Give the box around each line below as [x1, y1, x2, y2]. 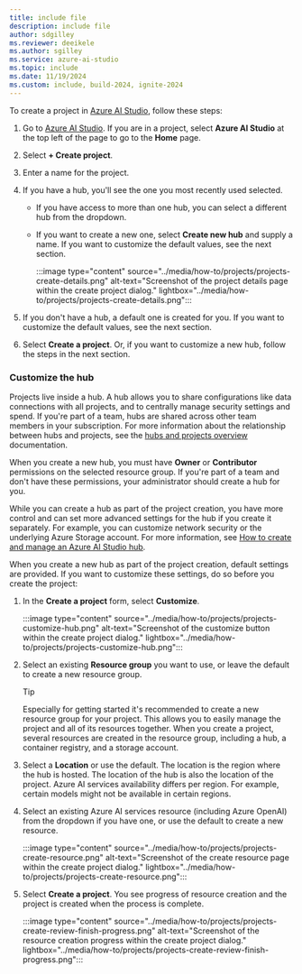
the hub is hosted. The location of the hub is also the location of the [22, 768, 274, 780]
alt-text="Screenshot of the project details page [110, 275, 288, 286]
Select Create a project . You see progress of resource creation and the [22, 888, 288, 899]
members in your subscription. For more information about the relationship [9, 420, 287, 431]
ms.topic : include [9, 64, 78, 73]
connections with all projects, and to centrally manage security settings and [9, 400, 291, 411]
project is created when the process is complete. [22, 898, 205, 909]
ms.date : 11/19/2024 [9, 72, 87, 81]
